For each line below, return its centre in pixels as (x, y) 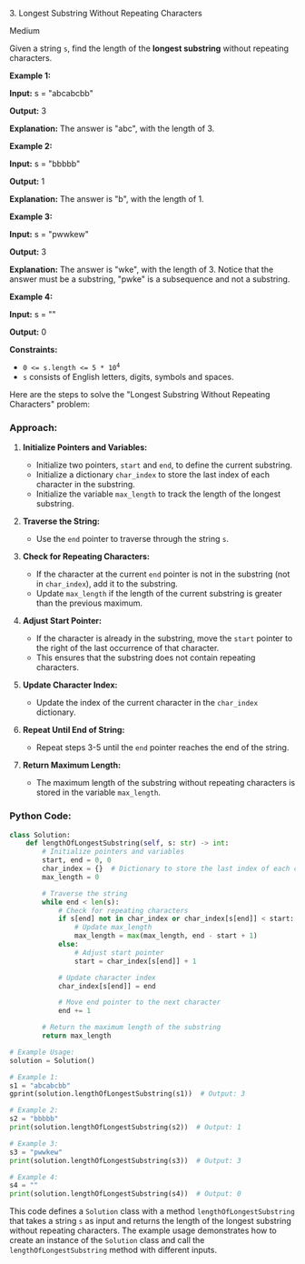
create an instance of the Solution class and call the (107, 1240)
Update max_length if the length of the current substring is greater (159, 594)
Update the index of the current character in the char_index (147, 703)
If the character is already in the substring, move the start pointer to (164, 638)
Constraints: (34, 350)
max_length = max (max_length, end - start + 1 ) (166, 936)
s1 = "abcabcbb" (40, 1086)
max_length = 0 (71, 877)
